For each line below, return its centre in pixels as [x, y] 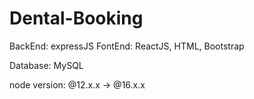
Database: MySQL [46, 65]
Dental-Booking [76, 18]
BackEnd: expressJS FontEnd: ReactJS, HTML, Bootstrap [127, 46]
